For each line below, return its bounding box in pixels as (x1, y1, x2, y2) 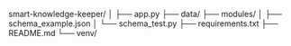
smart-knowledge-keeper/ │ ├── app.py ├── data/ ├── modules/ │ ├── (8, 9, 283, 19)
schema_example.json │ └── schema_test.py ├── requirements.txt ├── (8, 18, 278, 29)
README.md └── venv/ (8, 28, 97, 38)
